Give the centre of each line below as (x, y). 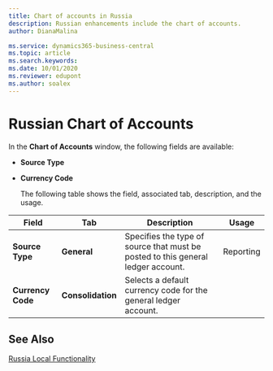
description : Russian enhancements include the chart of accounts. (125, 24)
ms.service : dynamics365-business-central (81, 46)
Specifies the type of (165, 236)
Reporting (242, 251)
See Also (31, 339)
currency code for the (167, 290)
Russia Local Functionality (52, 359)
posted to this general (167, 256)
